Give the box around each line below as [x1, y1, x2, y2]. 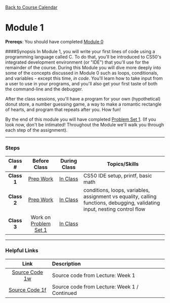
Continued [52, 289, 77, 296]
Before [32, 158, 49, 165]
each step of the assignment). [5, 127, 68, 133]
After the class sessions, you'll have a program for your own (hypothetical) [5, 95, 161, 102]
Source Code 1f [8, 286, 47, 293]
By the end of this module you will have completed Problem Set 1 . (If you [5, 116, 156, 122]
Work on [30, 214, 51, 221]
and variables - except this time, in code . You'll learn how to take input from [5, 75, 163, 81]
